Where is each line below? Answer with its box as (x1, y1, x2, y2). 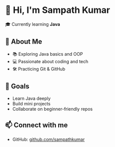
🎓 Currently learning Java (5, 21, 61, 27)
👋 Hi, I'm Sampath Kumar (5, 4, 111, 16)
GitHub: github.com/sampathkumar (12, 137, 85, 143)
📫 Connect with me (5, 121, 68, 129)
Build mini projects (12, 100, 51, 106)
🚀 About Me (5, 37, 42, 46)
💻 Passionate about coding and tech (12, 58, 89, 64)
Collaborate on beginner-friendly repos (12, 106, 93, 112)
